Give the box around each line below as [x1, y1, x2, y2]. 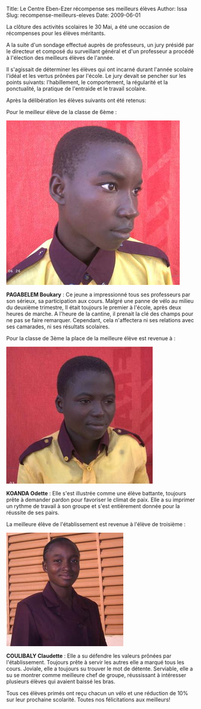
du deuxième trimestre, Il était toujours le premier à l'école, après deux [6, 304, 182, 311]
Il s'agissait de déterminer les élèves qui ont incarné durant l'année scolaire [6, 66, 194, 73]
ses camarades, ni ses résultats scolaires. [6, 323, 110, 330]
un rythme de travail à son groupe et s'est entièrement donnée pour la [6, 503, 181, 509]
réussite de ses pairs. [6, 509, 60, 516]
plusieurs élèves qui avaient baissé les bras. [6, 678, 116, 685]
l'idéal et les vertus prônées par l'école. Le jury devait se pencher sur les [6, 72, 187, 79]
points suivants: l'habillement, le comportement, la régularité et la [6, 78, 169, 86]
